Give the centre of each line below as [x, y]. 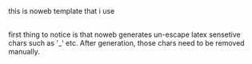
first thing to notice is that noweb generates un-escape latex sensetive [125, 34]
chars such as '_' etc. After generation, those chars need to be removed [127, 42]
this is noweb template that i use [62, 11]
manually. [24, 51]
